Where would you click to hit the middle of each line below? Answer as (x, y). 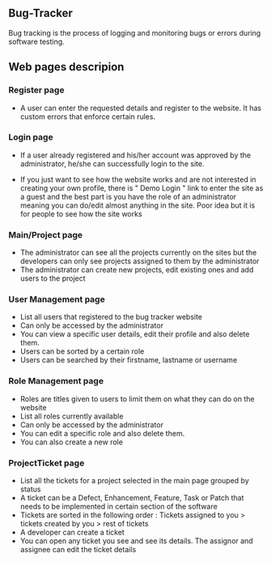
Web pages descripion (66, 67)
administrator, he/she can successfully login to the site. (112, 163)
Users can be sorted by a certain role (82, 351)
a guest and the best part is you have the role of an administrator (128, 196)
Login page (31, 137)
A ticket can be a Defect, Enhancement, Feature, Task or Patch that (132, 497)
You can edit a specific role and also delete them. (102, 433)
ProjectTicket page (47, 463)
